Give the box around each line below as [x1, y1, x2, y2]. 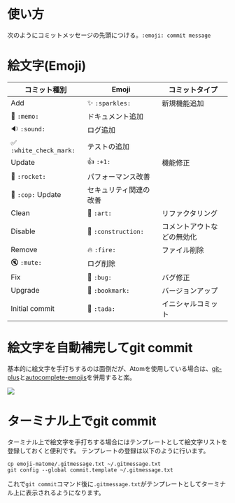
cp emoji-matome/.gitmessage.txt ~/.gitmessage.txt [7, 460, 161, 467]
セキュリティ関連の [87, 184, 150, 194]
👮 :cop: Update [10, 189, 62, 199]
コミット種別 [24, 85, 67, 94]
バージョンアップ [162, 286, 218, 296]
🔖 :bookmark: [87, 285, 130, 295]
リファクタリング [162, 208, 218, 218]
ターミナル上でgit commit [7, 414, 157, 429]
